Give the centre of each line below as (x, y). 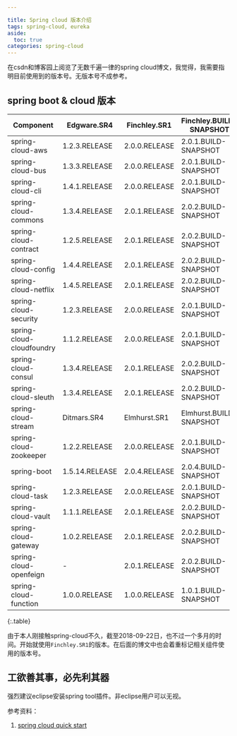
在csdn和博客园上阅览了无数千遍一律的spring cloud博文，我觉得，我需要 (113, 67)
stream (22, 426)
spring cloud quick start (52, 725)
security (24, 318)
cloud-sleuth (33, 397)
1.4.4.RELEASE (87, 265)
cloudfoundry (33, 348)
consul (22, 377)
